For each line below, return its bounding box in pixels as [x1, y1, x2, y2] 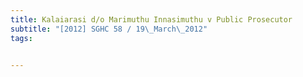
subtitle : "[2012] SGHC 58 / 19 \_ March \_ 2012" [10, 24, 208, 34]
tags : [10, 33, 33, 43]
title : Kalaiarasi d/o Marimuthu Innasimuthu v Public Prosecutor [10, 14, 293, 25]
